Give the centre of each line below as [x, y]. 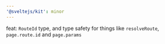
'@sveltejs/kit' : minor [35, 11]
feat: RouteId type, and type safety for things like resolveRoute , [82, 28]
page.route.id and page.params [44, 34]
